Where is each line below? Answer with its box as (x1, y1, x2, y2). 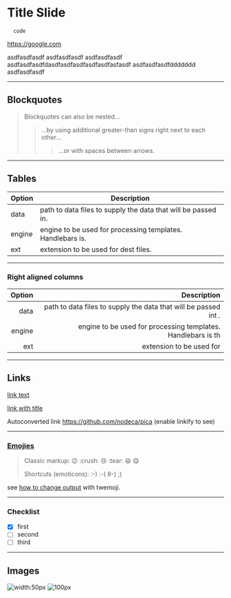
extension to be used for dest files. (40, 245, 152, 254)
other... (41, 133, 62, 141)
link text (7, 391, 30, 399)
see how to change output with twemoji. (7, 483, 121, 491)
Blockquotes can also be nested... (23, 112, 120, 121)
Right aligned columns (7, 272, 84, 282)
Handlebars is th (167, 330, 221, 340)
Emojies (7, 441, 34, 451)
